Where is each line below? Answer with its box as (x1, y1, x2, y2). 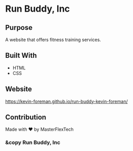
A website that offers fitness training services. (5, 36, 101, 43)
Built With (5, 51, 37, 60)
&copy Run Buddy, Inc (5, 139, 61, 146)
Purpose (5, 23, 33, 32)
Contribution (5, 113, 47, 122)
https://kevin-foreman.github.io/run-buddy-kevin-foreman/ (5, 98, 128, 104)
